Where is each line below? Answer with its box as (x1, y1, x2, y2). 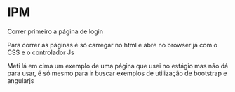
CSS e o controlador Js (7, 48, 75, 56)
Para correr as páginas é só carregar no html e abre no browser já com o (7, 40, 217, 49)
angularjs (7, 76, 34, 84)
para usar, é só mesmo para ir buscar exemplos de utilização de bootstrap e (7, 69, 227, 77)
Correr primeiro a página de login (7, 27, 104, 36)
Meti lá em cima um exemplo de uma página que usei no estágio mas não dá (7, 61, 229, 70)
